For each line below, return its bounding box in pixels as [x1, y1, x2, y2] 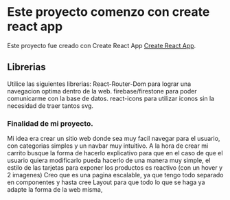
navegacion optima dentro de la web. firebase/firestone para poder [7, 87, 197, 95]
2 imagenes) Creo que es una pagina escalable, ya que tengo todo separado [7, 171, 224, 179]
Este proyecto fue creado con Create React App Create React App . [7, 41, 196, 49]
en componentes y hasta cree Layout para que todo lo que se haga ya [7, 178, 205, 186]
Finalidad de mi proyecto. [7, 118, 94, 128]
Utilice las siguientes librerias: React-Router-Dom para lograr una [7, 80, 192, 88]
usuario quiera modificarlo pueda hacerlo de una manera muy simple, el [7, 156, 211, 165]
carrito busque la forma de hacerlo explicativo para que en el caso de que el [7, 149, 223, 157]
